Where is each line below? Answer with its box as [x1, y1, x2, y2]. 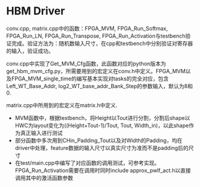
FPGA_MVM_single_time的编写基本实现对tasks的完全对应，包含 [11, 75, 169, 82]
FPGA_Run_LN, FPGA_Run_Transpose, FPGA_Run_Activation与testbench [6, 32, 186, 40]
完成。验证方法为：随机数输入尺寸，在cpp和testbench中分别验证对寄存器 [11, 40, 193, 47]
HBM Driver [6, 4, 65, 18]
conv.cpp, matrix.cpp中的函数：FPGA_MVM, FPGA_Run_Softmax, [6, 25, 168, 32]
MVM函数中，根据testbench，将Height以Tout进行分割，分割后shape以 [14, 114, 190, 121]
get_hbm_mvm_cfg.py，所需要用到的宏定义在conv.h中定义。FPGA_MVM [6, 67, 186, 74]
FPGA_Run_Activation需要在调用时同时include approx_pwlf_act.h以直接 [14, 167, 191, 174]
